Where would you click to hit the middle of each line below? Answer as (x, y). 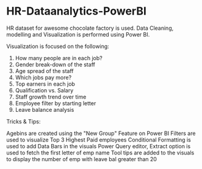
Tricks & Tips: (23, 121)
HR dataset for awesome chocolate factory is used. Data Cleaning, (90, 28)
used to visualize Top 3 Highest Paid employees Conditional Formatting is (99, 140)
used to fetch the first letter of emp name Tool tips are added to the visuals (100, 153)
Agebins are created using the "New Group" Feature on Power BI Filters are (101, 133)
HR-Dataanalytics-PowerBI (76, 11)
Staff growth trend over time (51, 97)
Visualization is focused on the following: (58, 46)
